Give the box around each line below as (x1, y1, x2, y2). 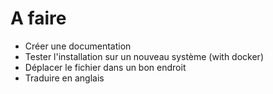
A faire (10, 7, 67, 30)
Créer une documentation (24, 40, 132, 52)
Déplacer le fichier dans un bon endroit (24, 61, 187, 73)
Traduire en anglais (24, 72, 105, 84)
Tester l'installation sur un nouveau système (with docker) (24, 50, 264, 62)
